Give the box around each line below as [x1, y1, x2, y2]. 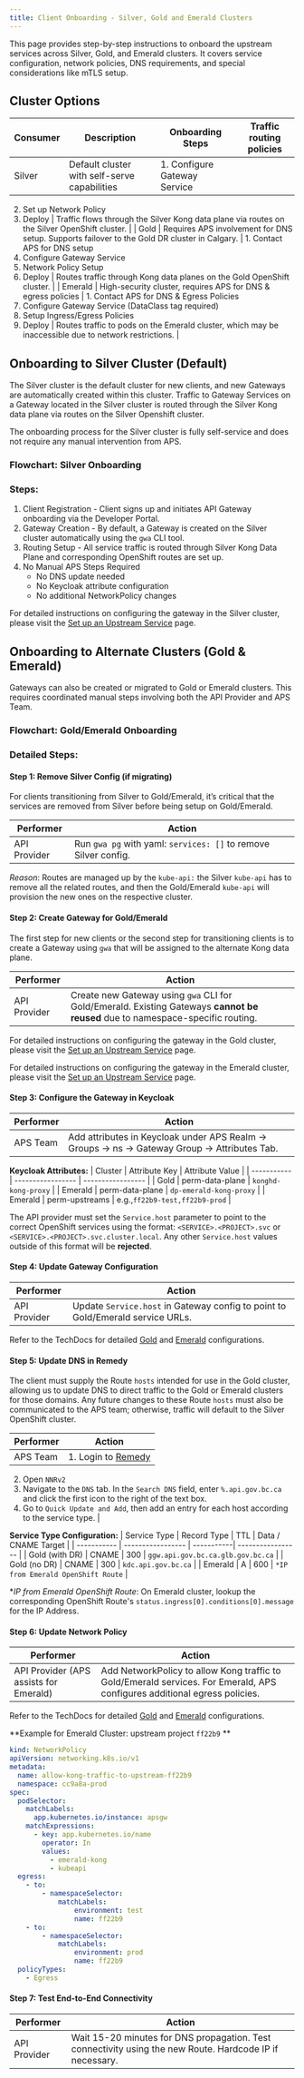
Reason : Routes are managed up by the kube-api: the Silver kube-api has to [9, 872, 292, 883]
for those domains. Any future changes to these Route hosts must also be [9, 1395, 283, 1406]
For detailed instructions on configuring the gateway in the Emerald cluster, [9, 1062, 290, 1073]
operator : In [42, 1838, 91, 1848]
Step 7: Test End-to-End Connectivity [9, 1993, 154, 2004]
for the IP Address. [9, 1605, 80, 1616]
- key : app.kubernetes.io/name [33, 1830, 152, 1839]
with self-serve [69, 170, 136, 182]
